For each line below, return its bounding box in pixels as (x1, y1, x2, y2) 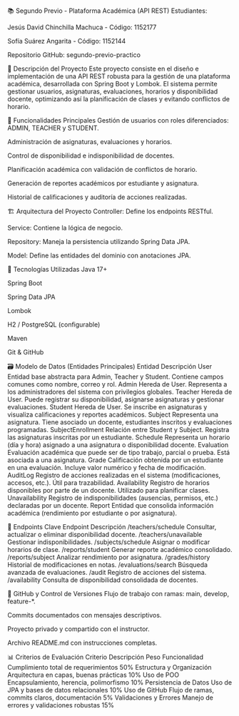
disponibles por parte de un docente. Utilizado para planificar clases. (7, 486, 210, 494)
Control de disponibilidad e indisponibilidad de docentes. (7, 151, 175, 160)
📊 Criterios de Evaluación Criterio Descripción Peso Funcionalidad (7, 653, 203, 661)
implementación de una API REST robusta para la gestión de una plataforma (7, 72, 230, 81)
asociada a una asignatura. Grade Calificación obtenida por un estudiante (7, 456, 223, 464)
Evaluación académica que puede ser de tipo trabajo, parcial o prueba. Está (7, 449, 230, 456)
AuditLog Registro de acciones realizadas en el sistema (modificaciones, (7, 471, 221, 479)
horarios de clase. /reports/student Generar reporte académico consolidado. (7, 546, 233, 553)
